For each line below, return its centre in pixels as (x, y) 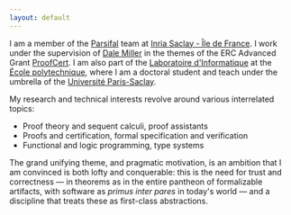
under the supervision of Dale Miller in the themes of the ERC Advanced (143, 53)
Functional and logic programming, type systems (113, 145)
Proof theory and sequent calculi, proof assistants (115, 126)
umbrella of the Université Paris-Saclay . (83, 81)
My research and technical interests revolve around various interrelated (142, 99)
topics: (22, 108)
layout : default (40, 18)
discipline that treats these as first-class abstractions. (109, 201)
